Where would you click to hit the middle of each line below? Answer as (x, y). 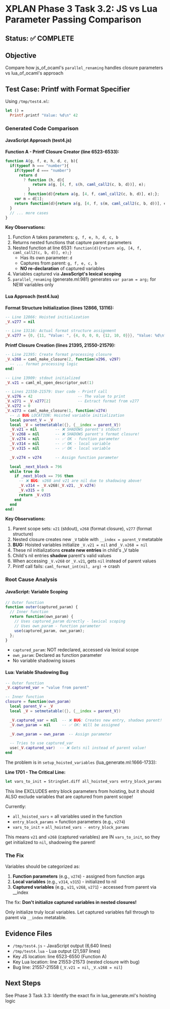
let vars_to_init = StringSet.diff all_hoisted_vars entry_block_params (83, 782)
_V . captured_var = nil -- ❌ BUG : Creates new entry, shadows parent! (86, 720)
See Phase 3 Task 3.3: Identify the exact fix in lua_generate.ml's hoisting (81, 995)
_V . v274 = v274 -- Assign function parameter (64, 457)
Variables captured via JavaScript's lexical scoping (67, 274)
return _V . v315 (35, 495)
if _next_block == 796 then (44, 476)
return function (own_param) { (41, 617)
